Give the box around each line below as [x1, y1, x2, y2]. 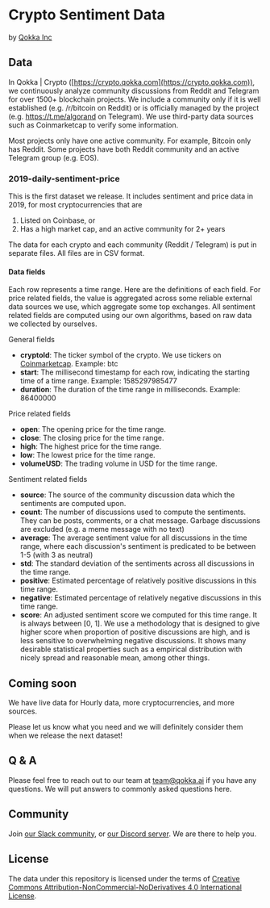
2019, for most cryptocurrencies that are [8, 200, 143, 210]
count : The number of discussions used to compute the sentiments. [19, 507, 247, 517]
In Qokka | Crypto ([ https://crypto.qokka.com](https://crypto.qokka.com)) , [8, 77, 255, 86]
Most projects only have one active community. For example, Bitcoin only [8, 136, 251, 145]
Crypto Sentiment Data [8, 6, 165, 24]
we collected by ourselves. [8, 319, 98, 328]
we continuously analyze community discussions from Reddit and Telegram [8, 86, 260, 95]
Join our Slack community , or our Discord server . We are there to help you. [8, 829, 256, 839]
